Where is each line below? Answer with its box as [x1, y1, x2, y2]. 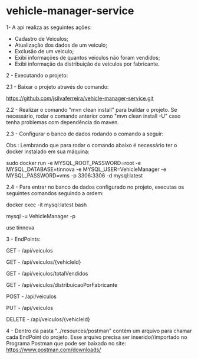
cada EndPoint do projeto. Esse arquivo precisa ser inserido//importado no [6, 333, 187, 341]
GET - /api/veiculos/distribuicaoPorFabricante [6, 281, 118, 288]
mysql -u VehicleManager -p [6, 212, 75, 219]
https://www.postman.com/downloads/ [6, 346, 101, 353]
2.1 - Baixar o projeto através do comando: [6, 83, 109, 90]
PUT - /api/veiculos [6, 304, 54, 311]
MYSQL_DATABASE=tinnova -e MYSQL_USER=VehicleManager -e [6, 166, 167, 173]
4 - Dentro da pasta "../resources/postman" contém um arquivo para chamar [6, 327, 192, 334]
